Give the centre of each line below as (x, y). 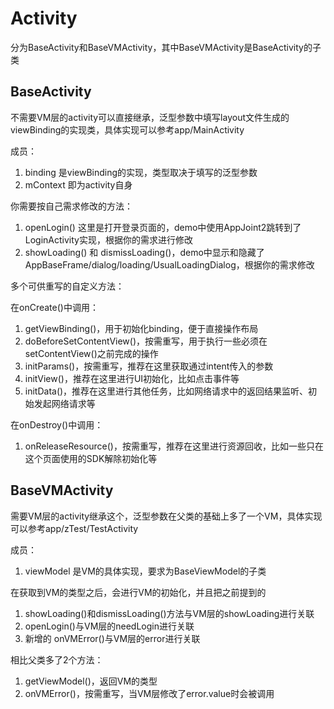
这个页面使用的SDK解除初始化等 (91, 458)
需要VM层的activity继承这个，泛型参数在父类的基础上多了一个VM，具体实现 (166, 516)
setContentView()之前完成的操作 (91, 353)
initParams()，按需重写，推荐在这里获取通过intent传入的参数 (149, 366)
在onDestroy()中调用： (57, 424)
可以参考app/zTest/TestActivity (74, 528)
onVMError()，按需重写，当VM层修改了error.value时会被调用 (149, 693)
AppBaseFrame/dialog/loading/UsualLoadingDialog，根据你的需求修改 (169, 264)
